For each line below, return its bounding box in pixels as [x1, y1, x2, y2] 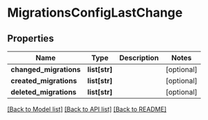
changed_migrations [10, 65, 81, 74]
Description [119, 53, 159, 62]
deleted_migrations [10, 87, 77, 96]
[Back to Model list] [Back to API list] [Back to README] [7, 105, 167, 113]
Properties [7, 33, 54, 44]
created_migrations [10, 76, 77, 85]
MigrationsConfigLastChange [7, 5, 183, 21]
